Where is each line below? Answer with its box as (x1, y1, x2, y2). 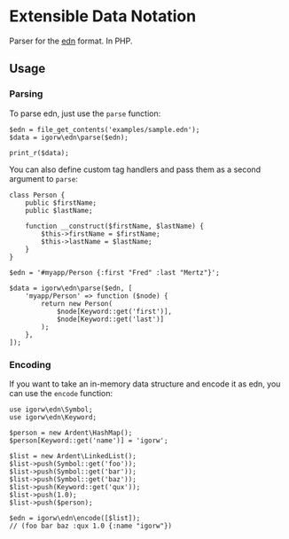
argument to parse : (9, 173, 78, 184)
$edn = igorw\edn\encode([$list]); (9, 513, 141, 522)
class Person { (9, 191, 66, 199)
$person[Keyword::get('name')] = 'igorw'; (9, 436, 168, 445)
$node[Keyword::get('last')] (56, 315, 165, 324)
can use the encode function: (9, 387, 113, 398)
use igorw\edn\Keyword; (9, 412, 98, 422)
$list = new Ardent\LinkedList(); (9, 451, 137, 460)
